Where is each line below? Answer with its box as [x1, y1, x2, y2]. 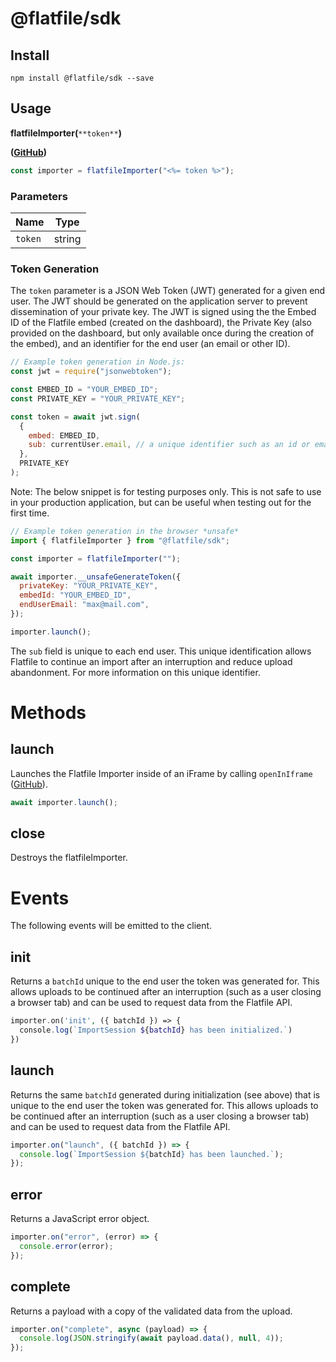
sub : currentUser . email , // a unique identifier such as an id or [28, 440, 311, 450]
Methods [10, 701, 87, 724]
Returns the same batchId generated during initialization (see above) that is [10, 1088, 321, 1101]
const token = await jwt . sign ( [10, 412, 141, 422]
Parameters [10, 189, 68, 203]
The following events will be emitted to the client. [10, 920, 213, 932]
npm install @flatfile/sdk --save [10, 73, 155, 83]
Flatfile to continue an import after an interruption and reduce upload [10, 655, 293, 667]
